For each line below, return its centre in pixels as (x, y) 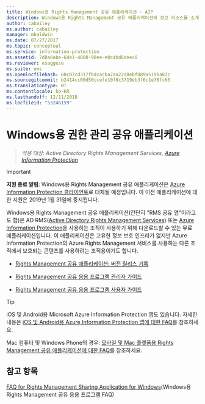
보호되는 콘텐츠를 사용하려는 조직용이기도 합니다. (80, 250)
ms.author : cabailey (33, 29)
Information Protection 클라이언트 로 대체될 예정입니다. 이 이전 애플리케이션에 (99, 192)
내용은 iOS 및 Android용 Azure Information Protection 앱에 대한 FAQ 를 (92, 322)
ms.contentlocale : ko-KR (38, 92)
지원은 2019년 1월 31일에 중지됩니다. (56, 200)
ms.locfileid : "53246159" (39, 103)
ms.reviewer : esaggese (35, 63)
